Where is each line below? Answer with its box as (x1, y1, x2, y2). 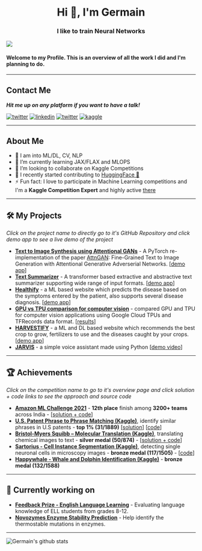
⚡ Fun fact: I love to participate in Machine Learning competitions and (14, 178, 188, 185)
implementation (14, 254, 54, 261)
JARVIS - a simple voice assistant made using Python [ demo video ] (14, 343, 183, 351)
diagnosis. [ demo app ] (14, 299, 71, 306)
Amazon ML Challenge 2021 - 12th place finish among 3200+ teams (14, 404, 188, 411)
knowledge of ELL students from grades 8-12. (14, 507, 129, 514)
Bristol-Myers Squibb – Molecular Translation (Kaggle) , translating (14, 430, 183, 437)
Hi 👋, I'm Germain (57, 5, 145, 19)
